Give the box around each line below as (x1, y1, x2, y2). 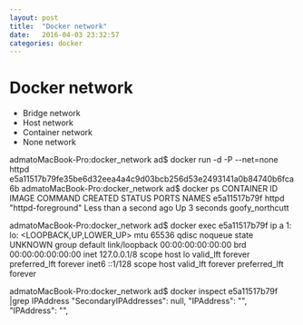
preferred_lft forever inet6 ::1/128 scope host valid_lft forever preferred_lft (9, 259, 284, 270)
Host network (22, 117, 74, 128)
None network (22, 137, 77, 148)
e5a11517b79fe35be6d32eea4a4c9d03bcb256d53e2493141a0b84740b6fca (9, 173, 295, 184)
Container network (22, 127, 93, 138)
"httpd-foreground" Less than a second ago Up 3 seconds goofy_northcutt (9, 202, 289, 213)
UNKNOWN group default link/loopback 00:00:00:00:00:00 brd (9, 240, 247, 251)
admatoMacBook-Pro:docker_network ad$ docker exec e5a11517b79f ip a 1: (9, 220, 292, 231)
